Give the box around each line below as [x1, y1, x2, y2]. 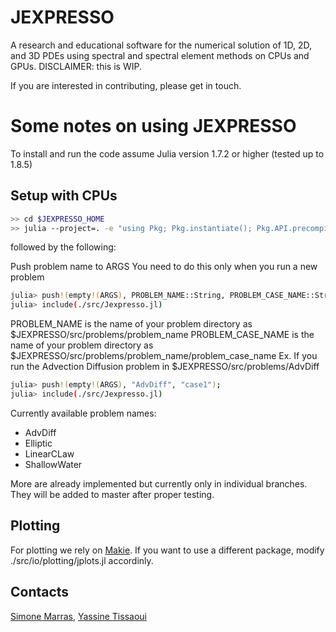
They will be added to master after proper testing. [10, 488, 215, 500]
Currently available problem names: [10, 407, 157, 419]
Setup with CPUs [10, 187, 118, 205]
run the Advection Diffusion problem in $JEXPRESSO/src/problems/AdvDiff [10, 361, 320, 373]
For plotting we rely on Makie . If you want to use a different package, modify [10, 544, 325, 556]
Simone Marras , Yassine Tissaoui [10, 610, 147, 622]
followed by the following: [10, 241, 117, 253]
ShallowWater [24, 458, 83, 470]
